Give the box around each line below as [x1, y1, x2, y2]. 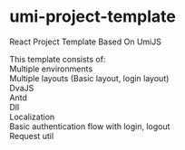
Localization [9, 111, 55, 122]
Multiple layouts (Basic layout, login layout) [9, 72, 170, 83]
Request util [9, 130, 54, 141]
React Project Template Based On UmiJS [9, 36, 161, 47]
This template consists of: [9, 53, 106, 64]
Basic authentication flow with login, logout [9, 120, 170, 132]
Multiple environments [9, 63, 93, 74]
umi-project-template [9, 6, 177, 27]
